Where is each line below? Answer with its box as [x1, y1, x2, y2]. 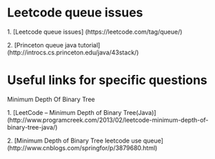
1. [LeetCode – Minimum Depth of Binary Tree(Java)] [7, 108, 156, 116]
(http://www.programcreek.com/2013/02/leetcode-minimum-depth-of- [7, 116, 209, 124]
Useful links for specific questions [7, 72, 208, 88]
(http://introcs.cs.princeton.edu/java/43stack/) [7, 48, 139, 56]
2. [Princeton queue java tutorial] [7, 41, 101, 49]
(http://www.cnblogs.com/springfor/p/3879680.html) [7, 143, 158, 152]
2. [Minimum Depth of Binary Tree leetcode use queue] [7, 136, 164, 145]
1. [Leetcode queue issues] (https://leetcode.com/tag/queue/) [7, 28, 183, 36]
